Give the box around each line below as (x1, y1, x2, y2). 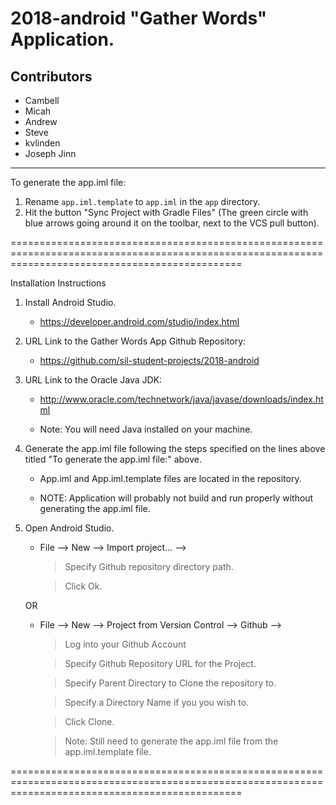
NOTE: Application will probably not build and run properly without (39, 492, 314, 504)
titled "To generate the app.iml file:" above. (24, 453, 203, 465)
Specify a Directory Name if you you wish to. (64, 697, 250, 708)
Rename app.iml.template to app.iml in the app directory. (24, 196, 261, 207)
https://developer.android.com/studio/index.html (39, 316, 240, 327)
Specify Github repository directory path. (64, 561, 234, 572)
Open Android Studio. (24, 522, 115, 534)
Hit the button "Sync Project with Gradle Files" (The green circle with (24, 207, 309, 218)
